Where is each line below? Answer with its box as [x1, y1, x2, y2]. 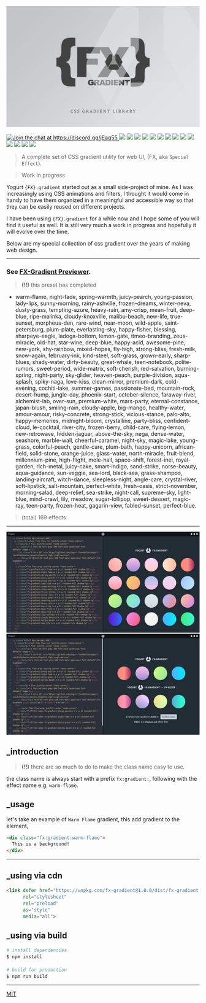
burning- [177, 365, 199, 373]
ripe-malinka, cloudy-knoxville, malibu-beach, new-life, [29, 313, 169, 320]
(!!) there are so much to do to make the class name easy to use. [21, 763, 185, 770]
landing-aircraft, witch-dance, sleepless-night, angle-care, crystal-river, [15, 476, 197, 483]
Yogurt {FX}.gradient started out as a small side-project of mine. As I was [6, 184, 193, 190]
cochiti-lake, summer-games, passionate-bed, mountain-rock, [38, 384, 196, 392]
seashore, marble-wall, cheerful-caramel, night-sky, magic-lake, [15, 436, 179, 444]
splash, [15, 378, 34, 385]
